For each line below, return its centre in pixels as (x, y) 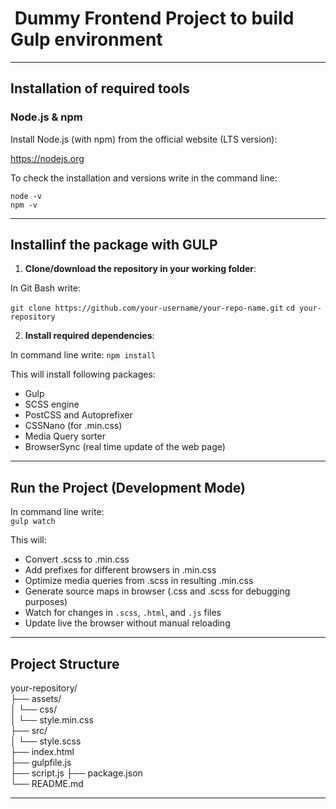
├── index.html (42, 752)
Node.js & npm (46, 117)
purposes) (46, 602)
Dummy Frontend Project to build (154, 18)
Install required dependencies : (89, 336)
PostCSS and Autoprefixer (78, 415)
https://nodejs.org (47, 158)
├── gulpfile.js (41, 763)
